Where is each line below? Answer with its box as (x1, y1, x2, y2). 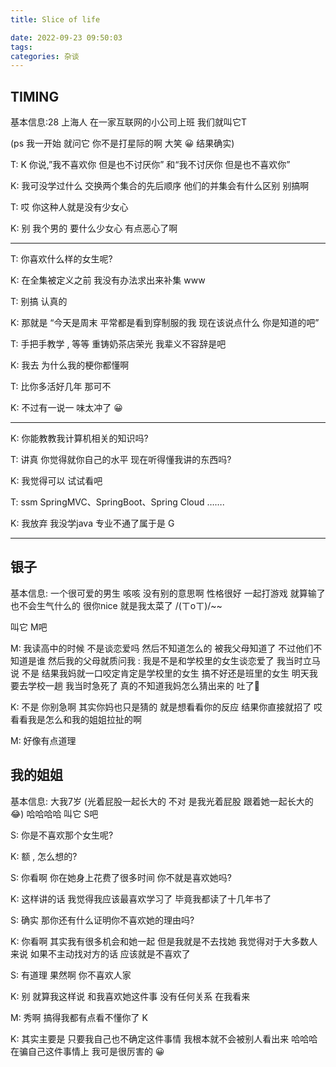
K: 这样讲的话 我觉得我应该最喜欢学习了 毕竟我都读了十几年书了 (10, 892, 272, 905)
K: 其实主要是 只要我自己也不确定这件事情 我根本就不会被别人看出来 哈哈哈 (10, 1032, 318, 1045)
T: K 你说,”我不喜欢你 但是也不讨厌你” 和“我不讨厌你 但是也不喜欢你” (10, 159, 291, 171)
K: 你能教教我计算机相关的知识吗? (10, 432, 149, 445)
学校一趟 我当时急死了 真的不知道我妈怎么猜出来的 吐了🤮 (27, 679, 260, 691)
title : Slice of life (10, 14, 101, 25)
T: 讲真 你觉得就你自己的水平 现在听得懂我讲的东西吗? (10, 454, 232, 466)
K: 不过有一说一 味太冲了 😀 (10, 402, 123, 414)
